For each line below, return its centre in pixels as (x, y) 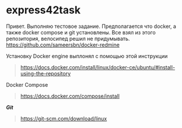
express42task (43, 10)
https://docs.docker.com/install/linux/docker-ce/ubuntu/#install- (98, 67)
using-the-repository (45, 73)
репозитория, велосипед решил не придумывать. (68, 38)
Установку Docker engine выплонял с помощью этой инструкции (87, 56)
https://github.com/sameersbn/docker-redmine (63, 45)
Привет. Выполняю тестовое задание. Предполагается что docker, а (91, 26)
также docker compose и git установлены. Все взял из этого (81, 32)
